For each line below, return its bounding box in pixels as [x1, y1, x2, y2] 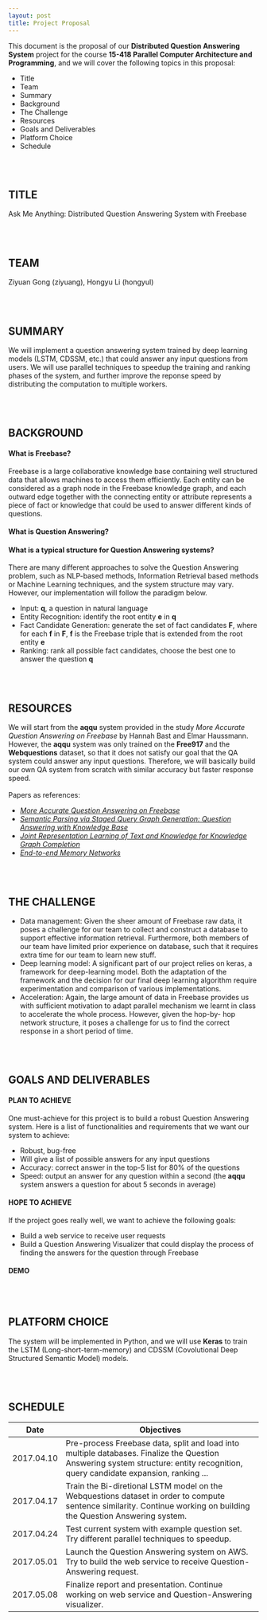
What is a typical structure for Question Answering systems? [8, 545, 215, 555]
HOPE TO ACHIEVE [8, 1198, 72, 1207]
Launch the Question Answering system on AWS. [65, 1546, 249, 1557]
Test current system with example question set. [65, 1523, 242, 1534]
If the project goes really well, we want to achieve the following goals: [8, 1215, 237, 1225]
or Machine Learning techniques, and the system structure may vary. [8, 579, 234, 590]
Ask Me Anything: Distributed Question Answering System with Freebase [8, 209, 247, 219]
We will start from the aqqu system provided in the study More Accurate [8, 723, 246, 732]
